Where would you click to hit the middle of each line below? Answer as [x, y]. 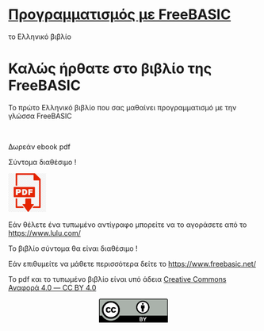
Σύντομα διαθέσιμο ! [42, 162]
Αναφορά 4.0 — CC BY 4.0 [52, 287]
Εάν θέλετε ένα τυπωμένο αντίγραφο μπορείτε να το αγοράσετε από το [128, 225]
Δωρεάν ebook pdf [40, 146]
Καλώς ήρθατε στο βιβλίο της [110, 69]
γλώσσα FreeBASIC [40, 116]
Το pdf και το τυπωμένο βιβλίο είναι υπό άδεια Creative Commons [117, 279]
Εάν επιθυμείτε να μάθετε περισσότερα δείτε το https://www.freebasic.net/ [132, 264]
